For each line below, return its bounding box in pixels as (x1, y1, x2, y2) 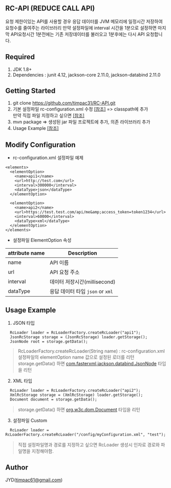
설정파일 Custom (12, 417, 48, 424)
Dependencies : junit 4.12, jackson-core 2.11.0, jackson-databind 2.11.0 (12, 72, 161, 78)
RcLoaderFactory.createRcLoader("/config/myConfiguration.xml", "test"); (5, 432, 166, 437)
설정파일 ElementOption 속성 (12, 237, 72, 243)
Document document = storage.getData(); (10, 397, 97, 402)
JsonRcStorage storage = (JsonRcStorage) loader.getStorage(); (10, 335, 147, 340)
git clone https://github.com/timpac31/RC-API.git (12, 100, 116, 106)
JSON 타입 (12, 320, 35, 326)
